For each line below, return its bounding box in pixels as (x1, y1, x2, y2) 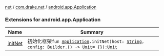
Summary (80, 29, 104, 36)
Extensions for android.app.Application (5, 16, 101, 23)
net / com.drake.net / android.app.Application (5, 4, 97, 10)
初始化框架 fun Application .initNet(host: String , (27, 38, 144, 45)
